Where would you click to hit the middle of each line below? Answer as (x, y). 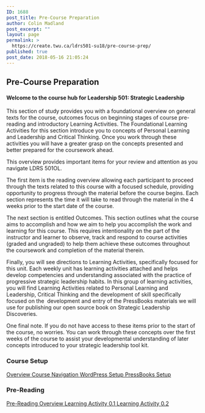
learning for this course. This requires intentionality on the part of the (93, 231)
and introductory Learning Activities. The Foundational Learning (107, 124)
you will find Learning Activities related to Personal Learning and (88, 288)
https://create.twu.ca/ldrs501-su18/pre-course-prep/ (81, 46)
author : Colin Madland (35, 23)
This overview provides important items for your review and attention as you (102, 162)
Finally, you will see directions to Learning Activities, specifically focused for (102, 262)
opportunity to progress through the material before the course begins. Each (103, 193)
